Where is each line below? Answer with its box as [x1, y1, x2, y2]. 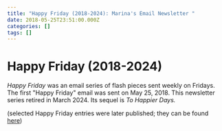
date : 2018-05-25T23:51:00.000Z [7, 16, 100, 23]
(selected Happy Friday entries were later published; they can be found [7, 109, 209, 117]
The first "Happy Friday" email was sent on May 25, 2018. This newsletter [7, 88, 215, 97]
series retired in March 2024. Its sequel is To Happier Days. [7, 96, 176, 104]
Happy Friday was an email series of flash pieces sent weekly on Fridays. [7, 82, 215, 90]
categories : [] [7, 23, 51, 29]
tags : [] [7, 29, 32, 36]
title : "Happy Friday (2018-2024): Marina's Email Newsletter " [7, 10, 195, 17]
